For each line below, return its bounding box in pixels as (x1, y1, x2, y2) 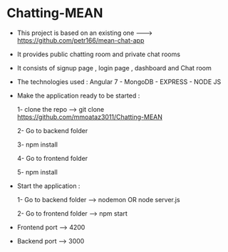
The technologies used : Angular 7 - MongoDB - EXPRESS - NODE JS (16, 77, 222, 86)
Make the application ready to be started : (16, 91, 140, 100)
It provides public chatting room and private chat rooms (16, 50, 181, 58)
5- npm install (16, 167, 58, 176)
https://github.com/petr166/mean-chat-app (16, 36, 145, 44)
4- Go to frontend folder (16, 154, 88, 162)
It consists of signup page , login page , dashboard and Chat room (16, 63, 212, 72)
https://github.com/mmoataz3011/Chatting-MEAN (16, 112, 163, 121)
